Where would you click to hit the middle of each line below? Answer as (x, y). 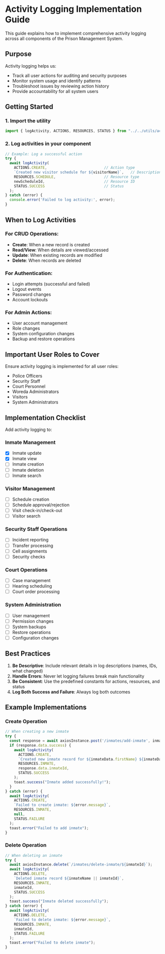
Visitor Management (30, 488)
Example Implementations (46, 707)
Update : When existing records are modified (57, 255)
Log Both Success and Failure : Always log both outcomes (71, 692)
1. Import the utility (28, 121)
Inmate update (27, 453)
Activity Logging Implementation (74, 9)
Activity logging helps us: (31, 66)
